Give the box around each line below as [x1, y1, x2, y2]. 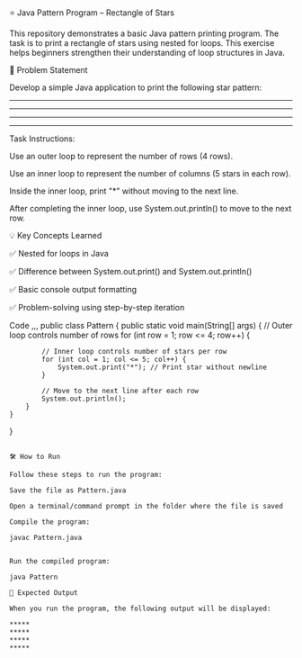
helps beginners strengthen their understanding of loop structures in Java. [9, 48, 286, 58]
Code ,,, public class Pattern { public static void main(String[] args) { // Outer [9, 320, 293, 330]
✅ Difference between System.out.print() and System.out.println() [9, 266, 253, 276]
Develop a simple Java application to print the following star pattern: [9, 82, 262, 93]
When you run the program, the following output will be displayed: [9, 604, 271, 613]
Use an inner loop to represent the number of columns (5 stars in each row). [9, 168, 291, 178]
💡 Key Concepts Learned [9, 230, 102, 240]
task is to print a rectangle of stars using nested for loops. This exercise [9, 38, 275, 48]
